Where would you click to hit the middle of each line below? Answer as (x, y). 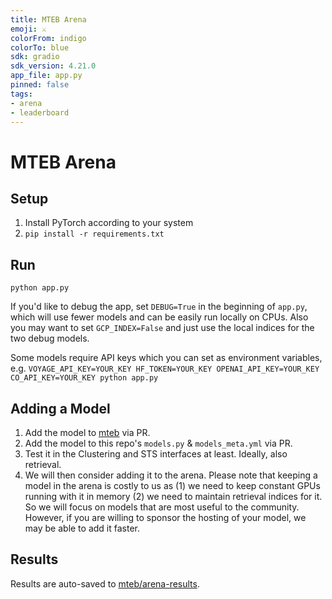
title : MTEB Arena (48, 19)
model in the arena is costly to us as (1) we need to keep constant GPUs (172, 485)
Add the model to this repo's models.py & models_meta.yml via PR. (158, 443)
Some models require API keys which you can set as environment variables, (166, 358)
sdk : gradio (35, 57)
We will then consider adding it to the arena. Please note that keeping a (171, 475)
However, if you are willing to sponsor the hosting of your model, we (165, 517)
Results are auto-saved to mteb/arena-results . (105, 583)
